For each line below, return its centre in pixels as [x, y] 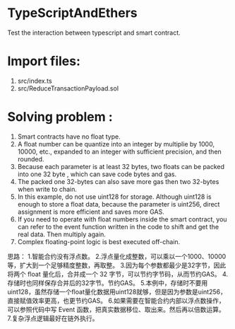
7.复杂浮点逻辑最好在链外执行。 [53, 318]
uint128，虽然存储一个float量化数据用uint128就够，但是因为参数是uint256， [117, 292]
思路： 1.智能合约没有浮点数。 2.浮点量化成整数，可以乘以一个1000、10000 [117, 256]
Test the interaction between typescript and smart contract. [94, 33]
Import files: [44, 61]
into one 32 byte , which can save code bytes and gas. [97, 174]
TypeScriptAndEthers [72, 13]
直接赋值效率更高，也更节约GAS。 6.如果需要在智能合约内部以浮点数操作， [116, 300]
